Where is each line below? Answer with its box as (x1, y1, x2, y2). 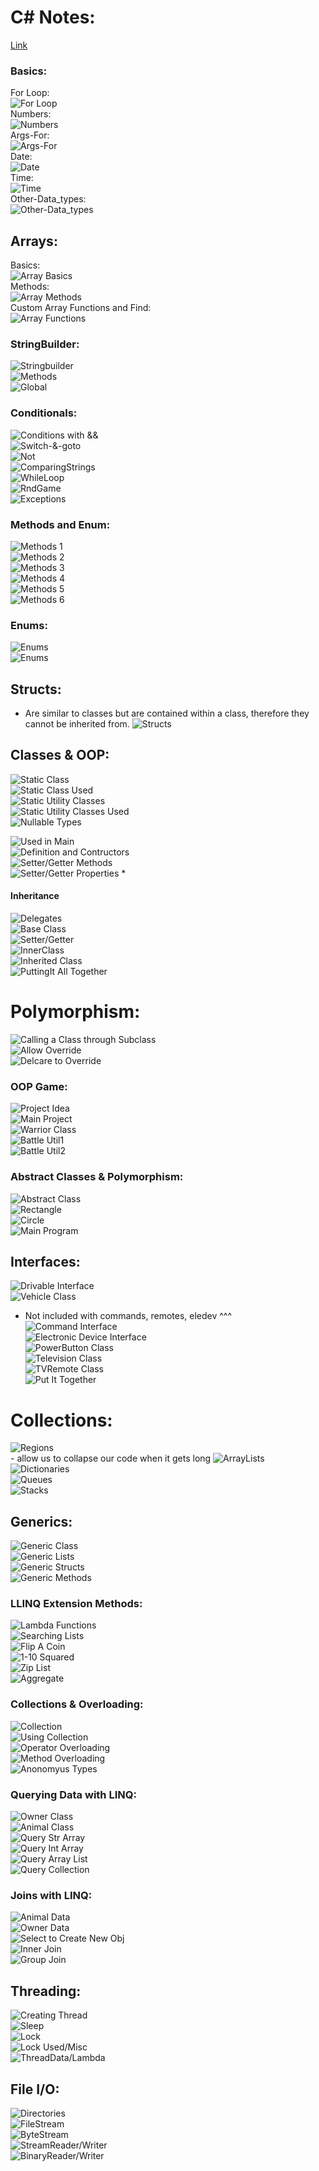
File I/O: (10, 2081, 60, 2098)
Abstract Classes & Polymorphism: (10, 1170, 184, 1184)
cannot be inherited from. (24, 718, 130, 730)
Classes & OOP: (10, 747, 110, 764)
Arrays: (10, 232, 58, 250)
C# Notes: (10, 6, 96, 29)
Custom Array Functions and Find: (10, 302, 152, 314)
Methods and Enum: (10, 517, 111, 531)
